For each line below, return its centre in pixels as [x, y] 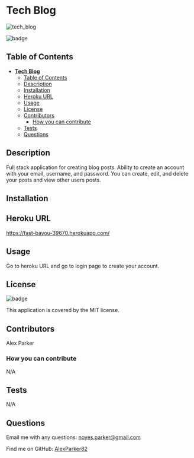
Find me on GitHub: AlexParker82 [47, 449]
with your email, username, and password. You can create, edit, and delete [97, 173]
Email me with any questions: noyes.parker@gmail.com [73, 437]
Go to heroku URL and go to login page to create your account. [83, 266]
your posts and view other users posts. [54, 180]
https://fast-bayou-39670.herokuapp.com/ [58, 233]
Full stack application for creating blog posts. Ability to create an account [95, 167]
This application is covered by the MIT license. [63, 310]
